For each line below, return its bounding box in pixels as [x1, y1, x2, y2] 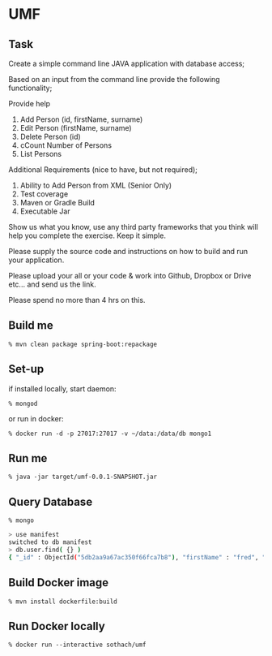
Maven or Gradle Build [19, 198, 96, 207]
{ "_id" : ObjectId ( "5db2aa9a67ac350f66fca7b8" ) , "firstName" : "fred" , [8, 553, 259, 561]
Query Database [8, 494, 93, 508]
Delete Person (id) [19, 132, 81, 141]
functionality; [8, 83, 53, 93]
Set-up [8, 362, 45, 376]
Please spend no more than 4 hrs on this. [8, 296, 146, 304]
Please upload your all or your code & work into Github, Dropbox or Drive [8, 271, 252, 280]
